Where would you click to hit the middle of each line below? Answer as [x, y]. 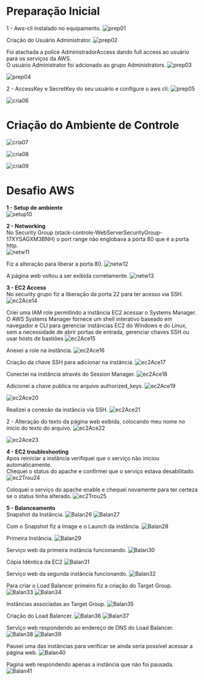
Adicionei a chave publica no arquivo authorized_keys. [75, 386]
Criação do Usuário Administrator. [49, 40]
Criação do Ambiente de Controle [93, 125]
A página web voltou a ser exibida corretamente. [67, 275]
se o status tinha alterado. [39, 496]
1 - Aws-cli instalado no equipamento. [54, 28]
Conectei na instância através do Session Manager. [71, 374]
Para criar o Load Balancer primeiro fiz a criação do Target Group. [89, 585]
